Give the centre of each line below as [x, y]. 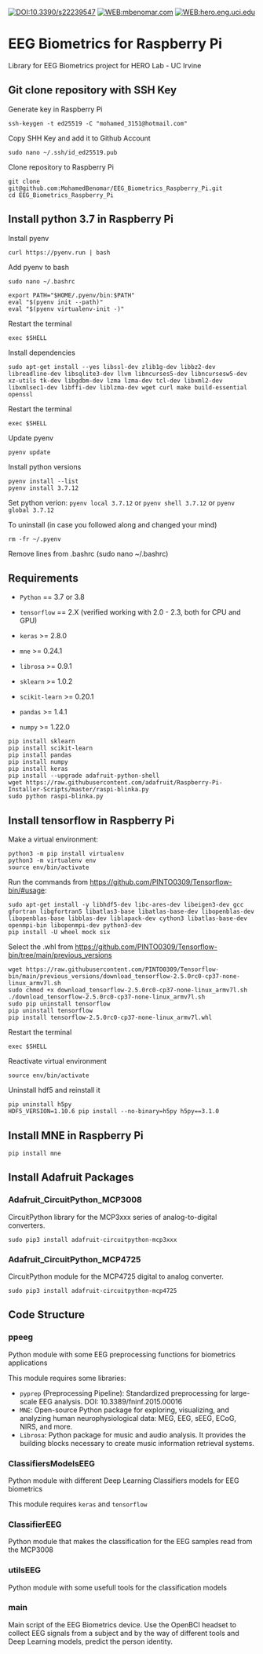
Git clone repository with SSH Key [93, 90]
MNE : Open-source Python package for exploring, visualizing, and [124, 1410]
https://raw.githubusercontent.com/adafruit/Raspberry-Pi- [124, 783]
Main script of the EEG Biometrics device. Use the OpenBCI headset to [122, 1624]
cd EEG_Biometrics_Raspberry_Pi [61, 195]
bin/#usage [27, 890]
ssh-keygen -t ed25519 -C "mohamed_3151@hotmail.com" [98, 123]
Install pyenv [29, 238]
